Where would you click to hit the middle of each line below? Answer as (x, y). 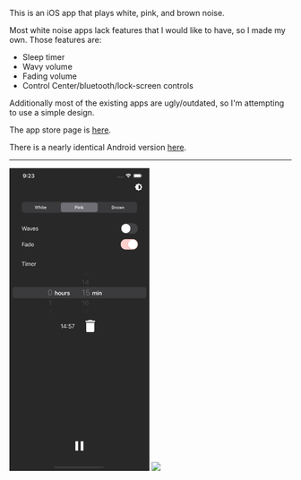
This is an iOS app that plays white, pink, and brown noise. (117, 13)
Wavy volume (47, 67)
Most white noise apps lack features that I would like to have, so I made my (148, 30)
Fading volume (50, 76)
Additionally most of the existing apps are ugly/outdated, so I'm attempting (147, 103)
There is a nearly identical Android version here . (98, 147)
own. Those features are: (56, 40)
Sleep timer (43, 57)
